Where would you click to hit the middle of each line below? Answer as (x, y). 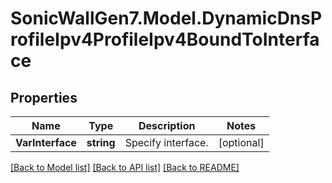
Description (167, 125)
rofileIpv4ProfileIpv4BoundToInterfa (165, 39)
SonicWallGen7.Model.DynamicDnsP (166, 18)
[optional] (241, 142)
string (101, 142)
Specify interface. (166, 142)
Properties (44, 97)
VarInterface (46, 142)
